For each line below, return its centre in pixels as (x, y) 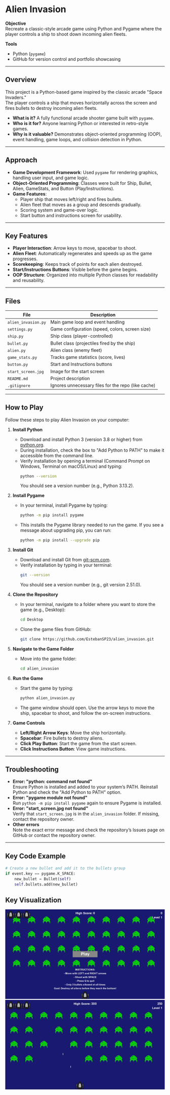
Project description (70, 378)
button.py (18, 365)
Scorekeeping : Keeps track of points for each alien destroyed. (78, 264)
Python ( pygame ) (29, 54)
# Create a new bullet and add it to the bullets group (65, 868)
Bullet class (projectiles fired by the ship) (93, 343)
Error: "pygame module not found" (50, 798)
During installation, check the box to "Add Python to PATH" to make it (92, 450)
